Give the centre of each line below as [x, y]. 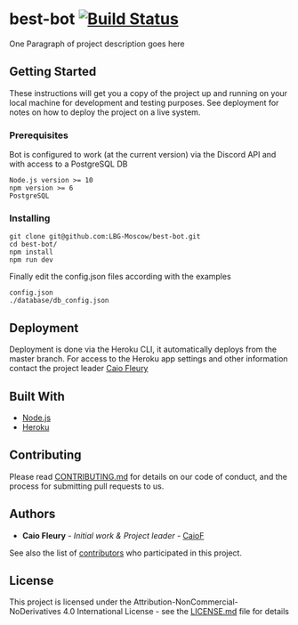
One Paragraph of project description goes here [97, 44]
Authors [32, 514]
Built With [37, 396]
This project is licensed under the [70, 602]
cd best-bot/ [33, 245]
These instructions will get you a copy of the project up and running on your [148, 93]
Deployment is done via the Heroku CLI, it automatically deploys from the [143, 349]
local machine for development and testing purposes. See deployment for [144, 102]
